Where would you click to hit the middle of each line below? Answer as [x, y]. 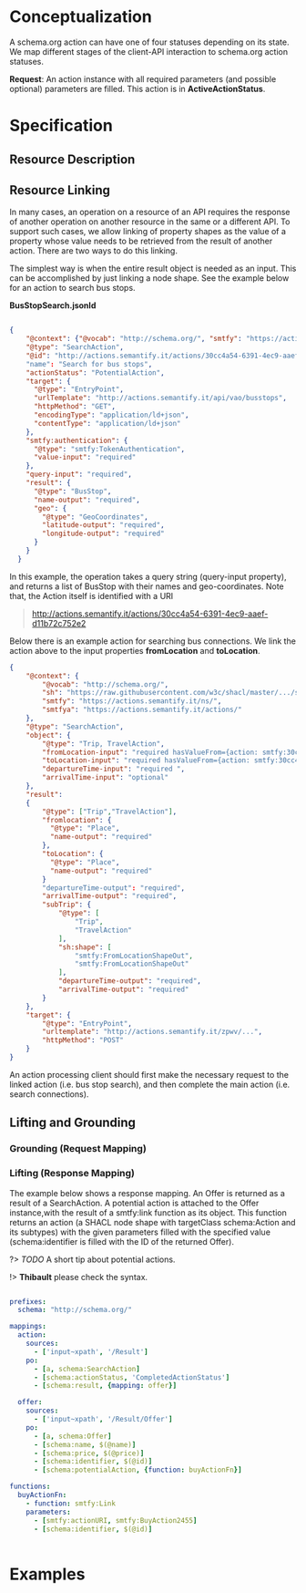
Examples [47, 1574]
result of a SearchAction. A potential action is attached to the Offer [134, 1203]
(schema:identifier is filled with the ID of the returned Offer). [122, 1241]
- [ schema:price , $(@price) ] [89, 1453]
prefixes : [28, 1301]
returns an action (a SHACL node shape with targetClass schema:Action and [153, 1222]
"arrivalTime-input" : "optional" [106, 778]
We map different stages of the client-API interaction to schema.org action [149, 51]
